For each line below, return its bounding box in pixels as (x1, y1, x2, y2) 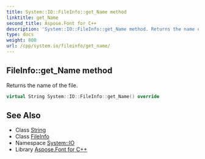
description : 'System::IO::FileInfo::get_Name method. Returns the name (6, 26, 195, 32)
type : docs (6, 32, 34, 38)
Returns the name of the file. (6, 82, 78, 89)
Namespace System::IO (15, 140, 75, 147)
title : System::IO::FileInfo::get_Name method (6, 9, 127, 15)
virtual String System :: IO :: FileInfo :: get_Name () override (6, 93, 160, 99)
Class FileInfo (15, 133, 50, 140)
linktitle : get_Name (6, 15, 59, 21)
